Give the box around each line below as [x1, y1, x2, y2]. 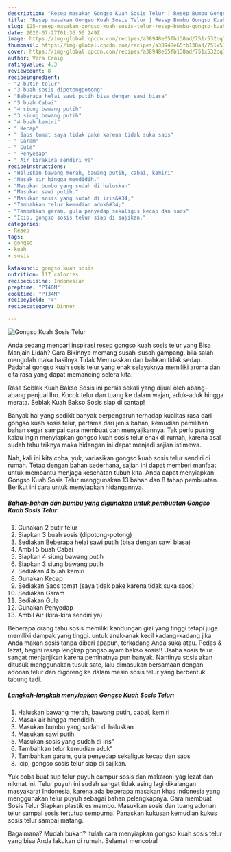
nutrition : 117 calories [8, 271, 79, 278]
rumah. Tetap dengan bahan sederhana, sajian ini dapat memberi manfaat [8, 461, 217, 469]
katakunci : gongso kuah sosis [8, 265, 95, 272]
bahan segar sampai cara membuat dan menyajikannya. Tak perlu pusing [8, 426, 215, 434]
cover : [8, 49, 27, 56]
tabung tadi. [8, 675, 42, 683]
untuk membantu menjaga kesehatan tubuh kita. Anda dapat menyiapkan [8, 469, 215, 477]
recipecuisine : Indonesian [8, 277, 85, 285]
